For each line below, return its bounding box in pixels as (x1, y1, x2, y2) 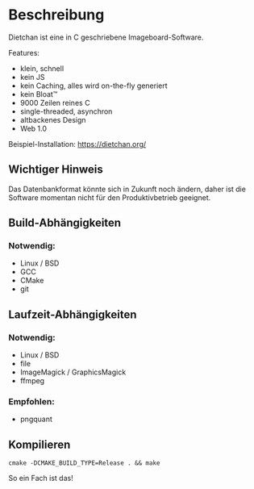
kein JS (19, 72, 45, 81)
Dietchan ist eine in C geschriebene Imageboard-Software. (8, 32, 204, 42)
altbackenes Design (19, 115, 86, 124)
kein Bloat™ (19, 89, 58, 98)
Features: (8, 48, 40, 57)
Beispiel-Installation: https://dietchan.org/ (8, 139, 147, 148)
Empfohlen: (8, 396, 55, 407)
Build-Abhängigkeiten (8, 216, 122, 230)
